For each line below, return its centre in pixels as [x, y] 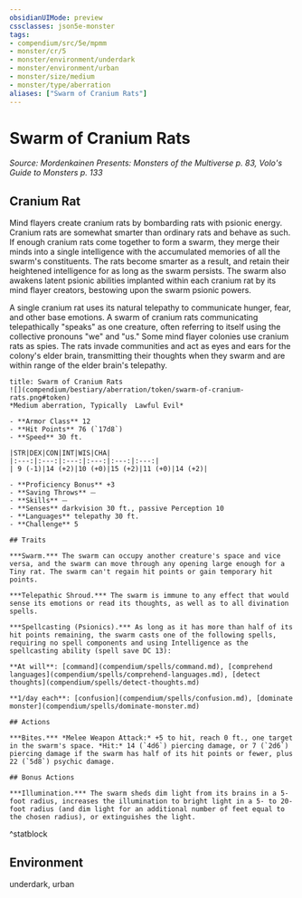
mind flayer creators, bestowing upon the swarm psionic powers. [130, 290]
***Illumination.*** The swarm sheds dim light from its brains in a [143, 794]
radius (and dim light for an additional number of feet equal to [157, 809]
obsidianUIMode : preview [56, 18]
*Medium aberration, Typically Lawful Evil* [96, 406]
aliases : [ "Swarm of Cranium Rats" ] [78, 93]
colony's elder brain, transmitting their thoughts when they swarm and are [147, 356]
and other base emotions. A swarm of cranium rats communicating [134, 317]
